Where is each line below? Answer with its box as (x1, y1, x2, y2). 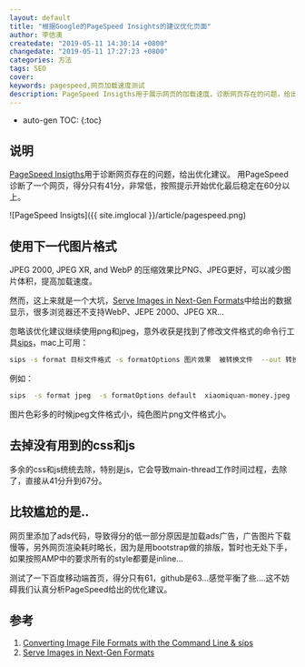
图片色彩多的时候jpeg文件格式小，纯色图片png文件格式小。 (9, 409, 231, 419)
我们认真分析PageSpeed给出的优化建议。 (16, 583, 172, 594)
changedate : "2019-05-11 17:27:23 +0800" (9, 47, 169, 56)
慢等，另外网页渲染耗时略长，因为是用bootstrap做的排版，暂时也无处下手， (9, 541, 292, 552)
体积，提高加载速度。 (16, 276, 97, 287)
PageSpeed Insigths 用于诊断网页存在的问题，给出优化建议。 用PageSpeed (9, 169, 289, 180)
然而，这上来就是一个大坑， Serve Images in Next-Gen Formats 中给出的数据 (9, 295, 292, 306)
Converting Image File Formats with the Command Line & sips (22, 638, 254, 649)
